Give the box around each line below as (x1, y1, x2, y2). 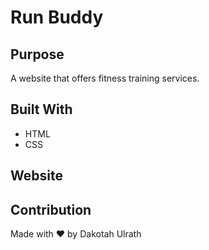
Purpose (10, 46, 65, 63)
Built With (10, 101, 73, 118)
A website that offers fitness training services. (10, 72, 200, 84)
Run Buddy (10, 6, 104, 29)
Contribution (10, 201, 92, 218)
